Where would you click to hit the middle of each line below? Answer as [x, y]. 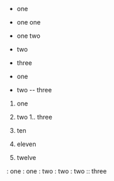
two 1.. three [35, 117]
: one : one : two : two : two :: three [57, 171]
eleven [26, 144]
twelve [26, 158]
